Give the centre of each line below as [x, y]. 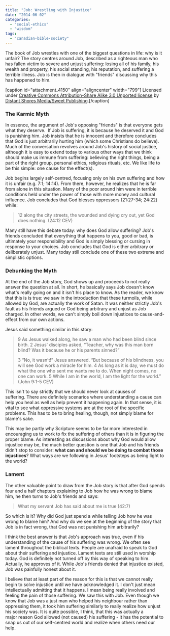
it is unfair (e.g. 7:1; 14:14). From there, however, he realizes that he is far [81, 183]
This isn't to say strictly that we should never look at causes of [71, 392]
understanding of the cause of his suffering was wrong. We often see [78, 542]
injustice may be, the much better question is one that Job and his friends [82, 445]
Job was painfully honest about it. [41, 569]
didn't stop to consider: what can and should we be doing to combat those [84, 450]
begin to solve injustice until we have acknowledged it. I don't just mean [80, 585]
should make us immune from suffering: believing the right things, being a [82, 157]
